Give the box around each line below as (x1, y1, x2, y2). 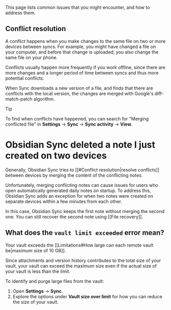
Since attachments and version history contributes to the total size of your (5, 257, 161, 264)
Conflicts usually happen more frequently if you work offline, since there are (5, 64, 166, 70)
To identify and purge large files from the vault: (5, 278, 105, 284)
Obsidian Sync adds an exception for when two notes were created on (5, 193, 153, 199)
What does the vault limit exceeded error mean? (5, 228, 164, 237)
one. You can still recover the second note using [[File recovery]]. (5, 213, 143, 220)
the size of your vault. (12, 299, 59, 305)
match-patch (5, 96, 33, 102)
